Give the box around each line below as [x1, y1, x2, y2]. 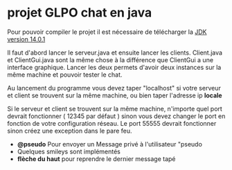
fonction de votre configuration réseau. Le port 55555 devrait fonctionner [7, 119, 217, 127]
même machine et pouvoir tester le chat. [7, 70, 123, 79]
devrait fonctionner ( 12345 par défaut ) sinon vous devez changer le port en [7, 112, 226, 120]
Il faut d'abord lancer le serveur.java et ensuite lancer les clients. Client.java [7, 48, 223, 57]
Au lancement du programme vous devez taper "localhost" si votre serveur [7, 84, 222, 92]
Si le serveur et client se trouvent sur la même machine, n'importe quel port [7, 104, 223, 113]
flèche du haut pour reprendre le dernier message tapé [17, 154, 176, 163]
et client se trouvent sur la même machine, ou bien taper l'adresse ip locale [7, 91, 223, 100]
